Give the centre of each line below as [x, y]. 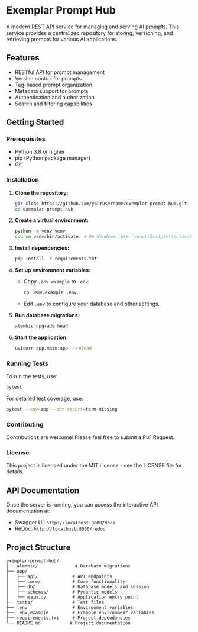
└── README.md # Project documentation [69, 623]
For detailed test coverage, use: [45, 398]
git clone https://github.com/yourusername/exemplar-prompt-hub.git [101, 204]
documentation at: [28, 511]
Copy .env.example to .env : [56, 282]
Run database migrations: [47, 315]
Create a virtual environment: [51, 220]
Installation [23, 180]
